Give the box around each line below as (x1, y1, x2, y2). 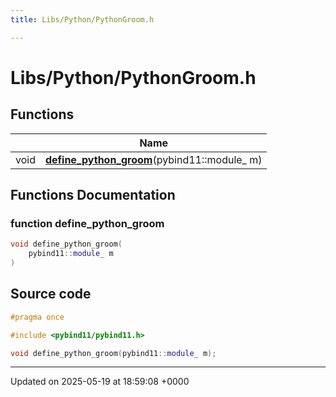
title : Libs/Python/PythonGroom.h (10, 14, 155, 25)
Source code (10, 286, 92, 303)
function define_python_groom (10, 216, 165, 230)
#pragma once (10, 312, 65, 322)
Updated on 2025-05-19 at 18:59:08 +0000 (10, 376, 190, 388)
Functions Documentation (10, 187, 176, 204)
